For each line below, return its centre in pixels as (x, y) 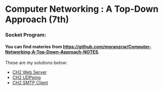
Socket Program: (26, 35)
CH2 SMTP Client (30, 83)
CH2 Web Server (29, 72)
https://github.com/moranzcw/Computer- (107, 46)
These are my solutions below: (36, 63)
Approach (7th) (37, 19)
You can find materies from (34, 46)
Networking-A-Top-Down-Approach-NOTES (52, 52)
